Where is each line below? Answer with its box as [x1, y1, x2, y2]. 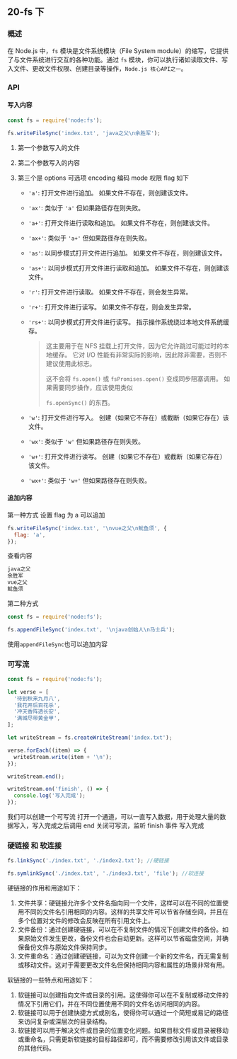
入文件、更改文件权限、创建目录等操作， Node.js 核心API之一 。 [7, 64, 187, 72]
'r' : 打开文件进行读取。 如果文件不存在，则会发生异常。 [28, 287, 192, 296]
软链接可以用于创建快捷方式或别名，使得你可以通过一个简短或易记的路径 [17, 1009, 229, 1017]
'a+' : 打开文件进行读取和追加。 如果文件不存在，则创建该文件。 [28, 218, 214, 227]
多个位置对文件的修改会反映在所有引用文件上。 [17, 917, 154, 925]
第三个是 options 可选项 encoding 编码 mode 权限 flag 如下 [17, 173, 190, 182]
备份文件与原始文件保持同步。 [23, 943, 111, 951]
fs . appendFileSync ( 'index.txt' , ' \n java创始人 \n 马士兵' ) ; [7, 626, 175, 633]
